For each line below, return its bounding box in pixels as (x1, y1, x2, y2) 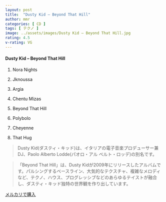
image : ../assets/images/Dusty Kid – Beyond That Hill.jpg (5, 31, 131, 36)
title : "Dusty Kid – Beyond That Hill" (5, 12, 91, 17)
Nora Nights (12, 66, 37, 73)
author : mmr (5, 17, 30, 22)
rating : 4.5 (5, 36, 30, 41)
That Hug (12, 134, 32, 140)
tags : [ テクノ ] (5, 26, 39, 31)
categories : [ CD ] (5, 21, 46, 27)
